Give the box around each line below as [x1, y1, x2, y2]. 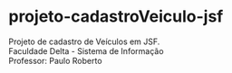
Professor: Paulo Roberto [8, 55, 102, 66]
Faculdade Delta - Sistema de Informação [8, 45, 164, 56]
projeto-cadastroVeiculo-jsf [8, 6, 224, 27]
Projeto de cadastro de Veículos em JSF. [8, 36, 160, 47]
